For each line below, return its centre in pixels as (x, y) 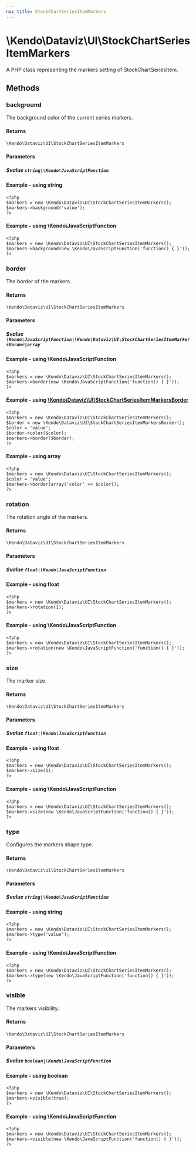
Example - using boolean (37, 1075)
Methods (23, 88)
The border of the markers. (39, 282)
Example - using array (33, 456)
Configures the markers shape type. (50, 844)
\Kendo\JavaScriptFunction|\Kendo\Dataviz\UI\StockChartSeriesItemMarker (98, 339)
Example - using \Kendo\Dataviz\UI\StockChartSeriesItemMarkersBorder (97, 400)
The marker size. (26, 681)
